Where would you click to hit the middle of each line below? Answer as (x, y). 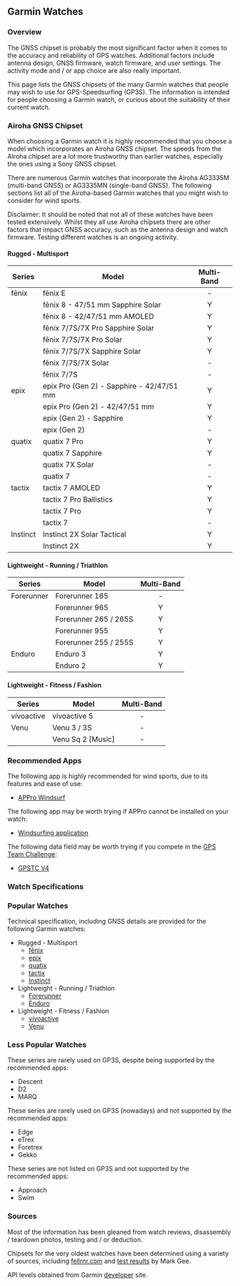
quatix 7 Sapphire (72, 453)
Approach (32, 1190)
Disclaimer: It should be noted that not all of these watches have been (110, 214)
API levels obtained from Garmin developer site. (77, 1275)
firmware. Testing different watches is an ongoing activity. (93, 237)
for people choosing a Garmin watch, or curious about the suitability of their (119, 99)
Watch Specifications (46, 887)
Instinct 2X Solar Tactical (84, 534)
